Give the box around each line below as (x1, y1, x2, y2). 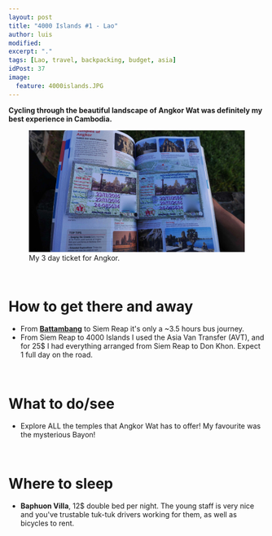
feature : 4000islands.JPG (15, 81, 104, 90)
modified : (8, 39, 42, 47)
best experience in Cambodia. (8, 114, 112, 124)
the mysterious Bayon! (20, 430, 96, 440)
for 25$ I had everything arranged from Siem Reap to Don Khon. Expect (20, 341, 261, 351)
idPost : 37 (8, 65, 46, 73)
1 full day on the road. (20, 350, 94, 360)
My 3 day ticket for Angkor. (29, 253, 121, 262)
